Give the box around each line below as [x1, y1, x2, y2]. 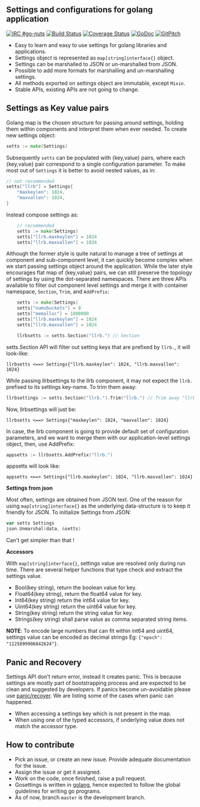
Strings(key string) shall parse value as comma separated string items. [14, 616, 188, 623]
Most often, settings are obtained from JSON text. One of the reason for [6, 496, 183, 503]
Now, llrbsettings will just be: [6, 406, 77, 413]
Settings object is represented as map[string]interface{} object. [14, 54, 174, 61]
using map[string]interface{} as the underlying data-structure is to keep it [6, 502, 190, 509]
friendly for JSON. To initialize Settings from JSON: [6, 509, 132, 516]
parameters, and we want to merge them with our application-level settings [6, 434, 190, 441]
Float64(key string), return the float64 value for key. [14, 590, 143, 598]
